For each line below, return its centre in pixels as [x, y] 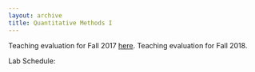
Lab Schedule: [32, 61]
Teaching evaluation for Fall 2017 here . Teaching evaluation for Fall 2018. [128, 45]
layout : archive [35, 15]
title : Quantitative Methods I [60, 23]
